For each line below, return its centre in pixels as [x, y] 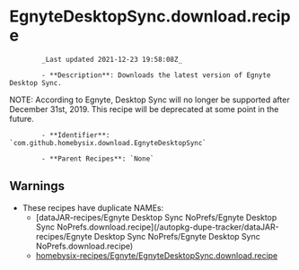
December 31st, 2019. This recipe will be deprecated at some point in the [144, 109]
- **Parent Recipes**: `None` [98, 159]
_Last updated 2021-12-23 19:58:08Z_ [112, 59]
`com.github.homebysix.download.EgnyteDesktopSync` [108, 143]
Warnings [37, 186]
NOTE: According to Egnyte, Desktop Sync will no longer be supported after [149, 100]
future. [22, 118]
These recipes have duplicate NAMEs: [93, 207]
